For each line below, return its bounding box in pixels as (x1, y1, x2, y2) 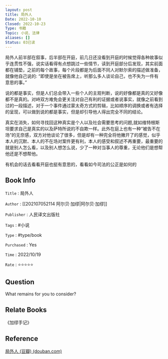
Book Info (5, 176, 36, 185)
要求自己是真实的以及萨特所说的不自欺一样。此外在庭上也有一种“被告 (9, 126, 152, 132)
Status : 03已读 (5, 40, 35, 45)
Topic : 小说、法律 (5, 31, 40, 36)
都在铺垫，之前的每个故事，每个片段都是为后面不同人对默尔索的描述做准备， (5, 67, 163, 73)
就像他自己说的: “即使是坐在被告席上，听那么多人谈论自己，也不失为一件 (5, 73, 154, 79)
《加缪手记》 (5, 319, 31, 325)
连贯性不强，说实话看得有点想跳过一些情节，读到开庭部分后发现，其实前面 (9, 61, 163, 67)
